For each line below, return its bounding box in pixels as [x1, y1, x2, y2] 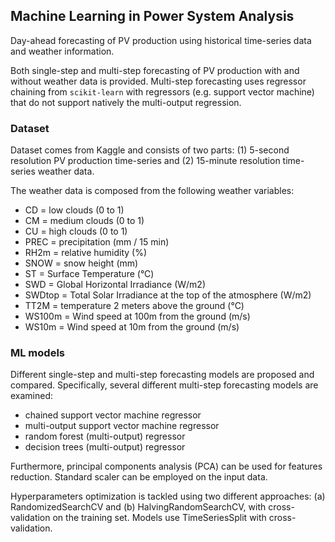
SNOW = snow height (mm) [24, 257, 139, 269]
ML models [10, 346, 65, 360]
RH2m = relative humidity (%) [24, 247, 148, 259]
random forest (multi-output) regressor [24, 430, 186, 443]
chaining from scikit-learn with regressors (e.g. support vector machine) [10, 85, 315, 98]
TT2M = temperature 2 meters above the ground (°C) [24, 300, 245, 312]
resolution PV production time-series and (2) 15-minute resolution [10, 155, 281, 167]
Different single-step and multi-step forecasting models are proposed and [10, 369, 315, 381]
